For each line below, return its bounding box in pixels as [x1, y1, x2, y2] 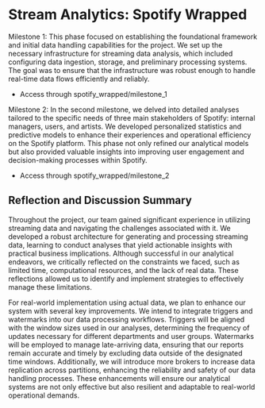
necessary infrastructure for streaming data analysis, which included [8, 48, 233, 58]
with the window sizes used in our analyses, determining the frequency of [8, 323, 250, 333]
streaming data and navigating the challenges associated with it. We [8, 223, 232, 233]
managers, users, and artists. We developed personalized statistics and [8, 121, 242, 131]
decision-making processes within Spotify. [8, 155, 148, 164]
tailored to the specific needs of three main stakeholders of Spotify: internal [8, 113, 255, 122]
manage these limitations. [8, 282, 93, 291]
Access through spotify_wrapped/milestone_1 [19, 89, 168, 98]
